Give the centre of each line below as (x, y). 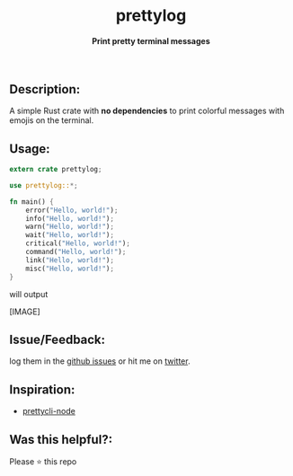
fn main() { (31, 202)
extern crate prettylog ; (56, 170)
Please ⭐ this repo (43, 461)
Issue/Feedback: (58, 339)
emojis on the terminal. (52, 120)
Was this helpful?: (61, 440)
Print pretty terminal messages (151, 40)
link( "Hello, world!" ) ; (70, 260)
